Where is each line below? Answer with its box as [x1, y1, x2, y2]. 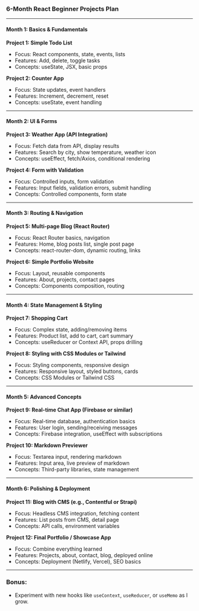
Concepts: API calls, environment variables [14, 522, 120, 529]
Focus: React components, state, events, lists [14, 50, 126, 57]
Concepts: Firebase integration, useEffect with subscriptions [14, 430, 163, 438]
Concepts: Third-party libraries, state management [14, 466, 139, 473]
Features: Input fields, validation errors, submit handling [14, 184, 151, 191]
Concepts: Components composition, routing [14, 282, 125, 289]
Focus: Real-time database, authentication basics [14, 418, 136, 425]
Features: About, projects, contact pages [14, 276, 115, 283]
